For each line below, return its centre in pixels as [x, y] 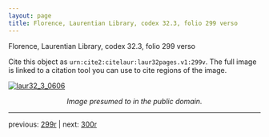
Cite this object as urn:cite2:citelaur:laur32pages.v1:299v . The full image [132, 62]
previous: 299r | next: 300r [53, 124]
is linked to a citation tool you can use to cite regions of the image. [118, 70]
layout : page [30, 16]
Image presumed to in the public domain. [134, 101]
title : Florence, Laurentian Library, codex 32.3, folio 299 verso [123, 23]
